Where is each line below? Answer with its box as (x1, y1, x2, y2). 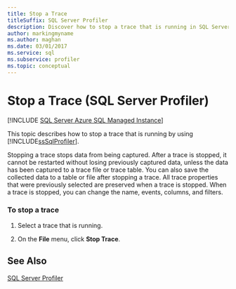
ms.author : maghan (7, 36, 61, 43)
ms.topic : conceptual (7, 62, 71, 69)
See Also (7, 255, 47, 267)
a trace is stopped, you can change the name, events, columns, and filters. (7, 187, 223, 196)
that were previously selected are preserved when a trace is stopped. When (7, 180, 227, 189)
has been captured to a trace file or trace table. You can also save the (7, 166, 209, 174)
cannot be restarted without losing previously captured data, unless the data (7, 158, 228, 166)
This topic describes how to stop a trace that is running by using (7, 129, 193, 137)
